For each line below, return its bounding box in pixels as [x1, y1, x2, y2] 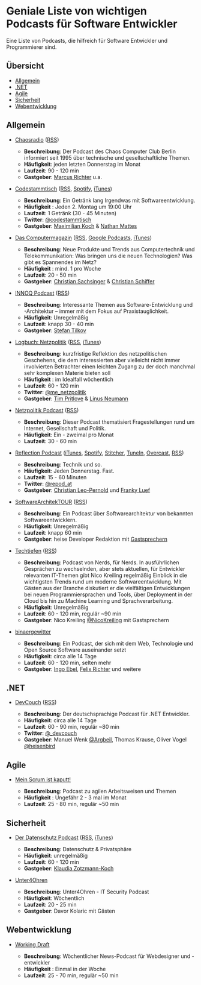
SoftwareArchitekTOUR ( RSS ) [14, 498, 88, 505]
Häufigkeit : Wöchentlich [23, 895, 85, 902]
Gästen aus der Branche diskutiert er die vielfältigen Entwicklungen [23, 584, 191, 591]
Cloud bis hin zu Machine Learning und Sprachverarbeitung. [23, 597, 173, 604]
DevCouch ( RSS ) [14, 699, 57, 706]
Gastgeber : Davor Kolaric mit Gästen [23, 907, 116, 914]
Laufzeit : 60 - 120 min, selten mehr [23, 659, 112, 666]
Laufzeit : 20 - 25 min [23, 901, 77, 908]
